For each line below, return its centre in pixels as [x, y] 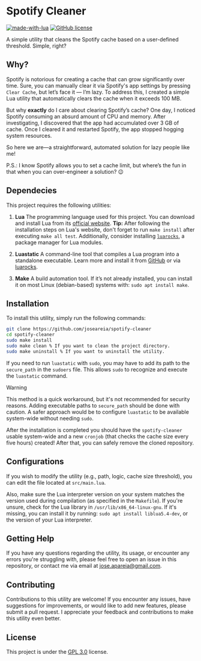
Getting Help [30, 539]
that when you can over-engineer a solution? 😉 [65, 171]
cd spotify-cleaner [31, 335]
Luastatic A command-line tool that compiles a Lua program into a [97, 254]
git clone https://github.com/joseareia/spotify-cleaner [79, 329]
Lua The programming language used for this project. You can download [105, 217]
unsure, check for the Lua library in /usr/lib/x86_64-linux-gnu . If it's [91, 507]
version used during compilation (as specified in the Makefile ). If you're [94, 500]
